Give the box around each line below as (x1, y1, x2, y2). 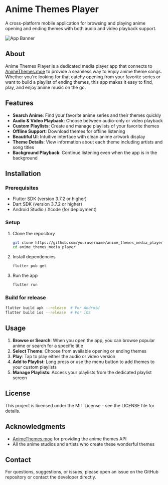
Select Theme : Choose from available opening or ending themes (12, 348, 147, 354)
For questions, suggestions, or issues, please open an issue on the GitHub (5, 469, 159, 475)
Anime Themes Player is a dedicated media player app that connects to (5, 63, 152, 69)
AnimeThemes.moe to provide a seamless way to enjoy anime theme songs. (5, 68, 162, 74)
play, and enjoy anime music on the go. (5, 84, 86, 90)
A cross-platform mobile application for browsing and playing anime (5, 20, 146, 26)
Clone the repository (12, 230, 55, 236)
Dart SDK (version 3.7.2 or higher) (12, 201, 83, 207)
